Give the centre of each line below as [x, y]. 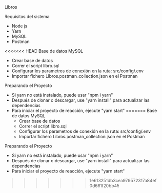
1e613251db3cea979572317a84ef [123, 181]
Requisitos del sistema [27, 16]
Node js [20, 26]
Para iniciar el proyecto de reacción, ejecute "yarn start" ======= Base [84, 110]
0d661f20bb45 [105, 186]
